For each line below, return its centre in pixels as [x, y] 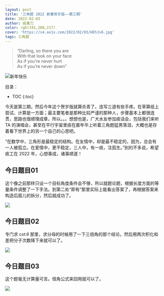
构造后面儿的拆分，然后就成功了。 [39, 195]
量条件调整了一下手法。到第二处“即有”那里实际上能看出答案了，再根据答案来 [82, 189]
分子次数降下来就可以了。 [39, 240]
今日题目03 [22, 266]
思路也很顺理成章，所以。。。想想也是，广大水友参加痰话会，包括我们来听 [86, 119]
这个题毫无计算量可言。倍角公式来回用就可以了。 [54, 279]
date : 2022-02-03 [23, 19]
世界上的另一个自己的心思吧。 [48, 131]
